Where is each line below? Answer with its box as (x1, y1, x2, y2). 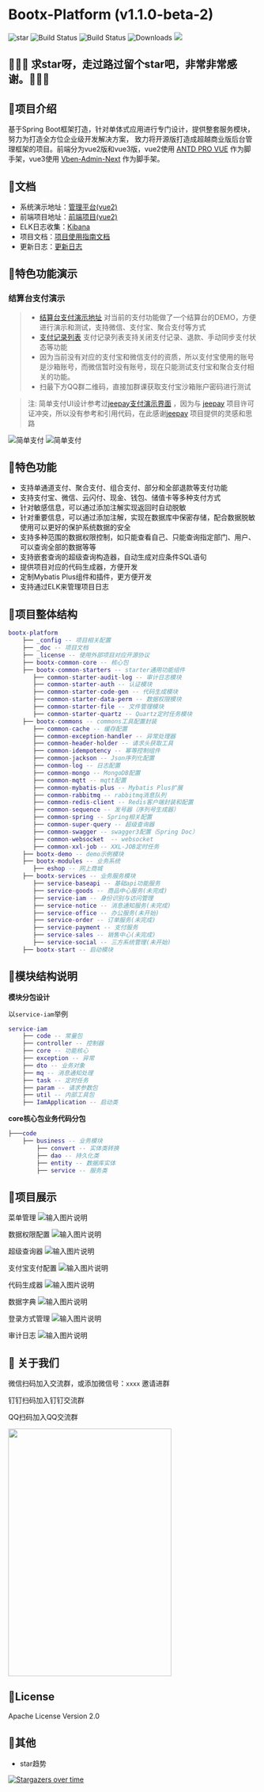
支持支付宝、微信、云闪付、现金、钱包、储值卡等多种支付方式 (19, 493, 221, 502)
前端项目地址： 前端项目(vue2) (19, 212, 118, 221)
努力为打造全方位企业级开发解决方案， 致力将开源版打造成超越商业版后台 (8, 135, 246, 144)
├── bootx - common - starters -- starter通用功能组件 (22, 665, 186, 674)
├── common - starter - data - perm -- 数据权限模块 (32, 696, 182, 703)
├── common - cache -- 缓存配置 (32, 725, 128, 733)
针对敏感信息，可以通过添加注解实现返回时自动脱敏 (19, 503, 187, 513)
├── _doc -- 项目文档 (22, 644, 89, 652)
